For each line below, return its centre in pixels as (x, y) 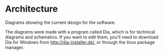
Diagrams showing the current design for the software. (61, 22)
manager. (15, 47)
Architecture (31, 9)
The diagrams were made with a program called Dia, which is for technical (80, 32)
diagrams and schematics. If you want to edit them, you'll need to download (82, 37)
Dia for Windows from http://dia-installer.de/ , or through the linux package (80, 42)
